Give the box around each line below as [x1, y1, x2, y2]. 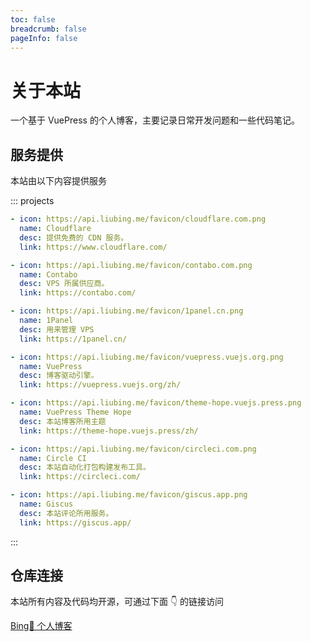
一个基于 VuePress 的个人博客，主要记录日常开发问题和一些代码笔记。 [10, 114, 300, 126]
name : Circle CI [19, 453, 87, 463]
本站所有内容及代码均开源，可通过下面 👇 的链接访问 [10, 596, 225, 608]
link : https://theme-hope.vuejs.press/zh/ [19, 426, 199, 436]
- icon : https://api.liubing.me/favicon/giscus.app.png [10, 490, 248, 500]
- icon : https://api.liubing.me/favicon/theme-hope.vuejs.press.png [10, 398, 302, 408]
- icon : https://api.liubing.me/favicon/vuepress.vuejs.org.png [10, 352, 284, 362]
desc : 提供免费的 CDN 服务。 [19, 232, 129, 243]
